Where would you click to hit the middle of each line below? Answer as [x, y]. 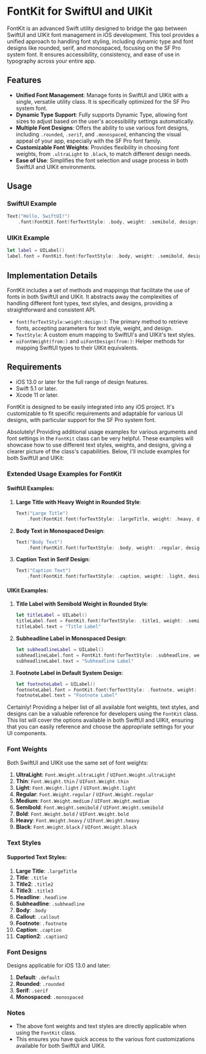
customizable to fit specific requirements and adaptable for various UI [95, 413]
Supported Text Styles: [37, 857]
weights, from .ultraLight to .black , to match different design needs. [104, 154]
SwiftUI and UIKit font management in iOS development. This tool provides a [103, 34]
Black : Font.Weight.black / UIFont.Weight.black [76, 827]
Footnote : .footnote [41, 923]
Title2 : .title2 [35, 884]
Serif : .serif [32, 991]
